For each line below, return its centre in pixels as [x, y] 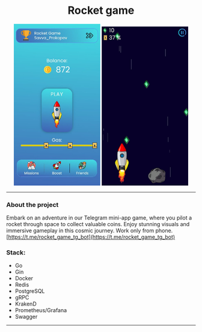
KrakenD [26, 304]
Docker [24, 278]
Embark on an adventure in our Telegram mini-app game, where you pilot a [99, 218]
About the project [32, 204]
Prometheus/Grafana [41, 310]
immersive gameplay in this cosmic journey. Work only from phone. [90, 231]
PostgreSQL [30, 291]
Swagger [26, 317]
